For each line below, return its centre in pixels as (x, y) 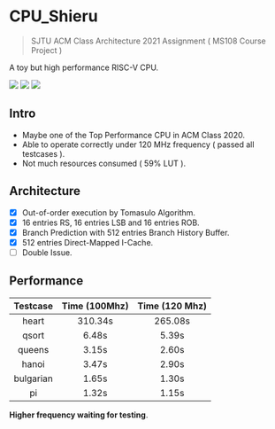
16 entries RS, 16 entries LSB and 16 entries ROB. (111, 222)
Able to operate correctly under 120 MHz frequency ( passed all (138, 144)
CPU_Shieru (54, 16)
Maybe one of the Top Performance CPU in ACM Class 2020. (134, 135)
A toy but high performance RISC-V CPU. (84, 67)
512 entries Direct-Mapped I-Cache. (88, 242)
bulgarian (33, 378)
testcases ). (43, 153)
